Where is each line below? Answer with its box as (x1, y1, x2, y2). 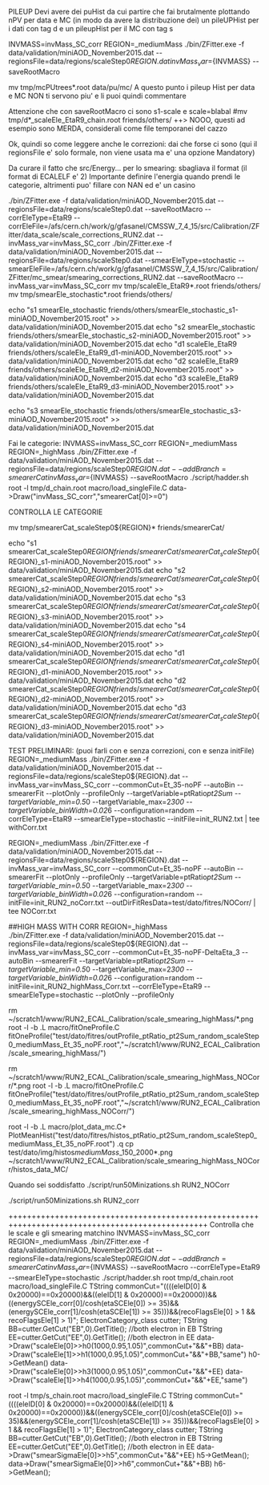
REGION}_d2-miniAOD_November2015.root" (8, 694, 154, 704)
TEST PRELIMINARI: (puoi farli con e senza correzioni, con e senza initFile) (8, 746, 255, 756)
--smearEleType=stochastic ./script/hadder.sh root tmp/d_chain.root (8, 1272, 234, 1282)
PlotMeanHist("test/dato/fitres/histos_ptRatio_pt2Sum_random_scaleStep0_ (8, 1130, 258, 1140)
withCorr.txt (8, 822, 48, 833)
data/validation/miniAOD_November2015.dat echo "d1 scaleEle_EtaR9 (8, 339, 238, 348)
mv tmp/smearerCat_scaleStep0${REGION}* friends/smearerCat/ (8, 522, 225, 532)
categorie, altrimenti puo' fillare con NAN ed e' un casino (8, 180, 196, 189)
